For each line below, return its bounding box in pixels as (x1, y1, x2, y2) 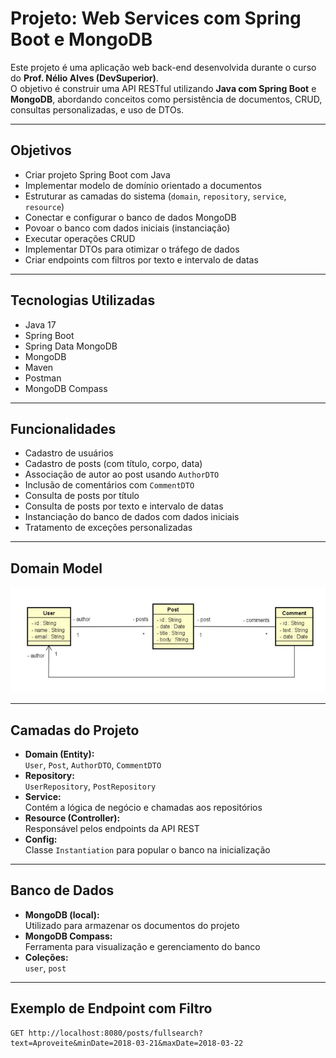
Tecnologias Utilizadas (10, 292, 156, 309)
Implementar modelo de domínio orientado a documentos (24, 179, 262, 191)
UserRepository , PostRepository (24, 780, 157, 792)
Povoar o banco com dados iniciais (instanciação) (24, 222, 231, 234)
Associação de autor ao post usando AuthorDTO (24, 468, 220, 481)
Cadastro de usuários (24, 447, 114, 459)
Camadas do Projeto (10, 722, 140, 739)
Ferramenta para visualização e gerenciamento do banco (24, 940, 261, 952)
